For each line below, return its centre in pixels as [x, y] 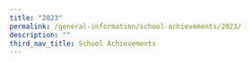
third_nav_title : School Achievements [83, 43]
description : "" [40, 35]
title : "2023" [36, 18]
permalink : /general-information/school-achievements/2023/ [126, 26]
